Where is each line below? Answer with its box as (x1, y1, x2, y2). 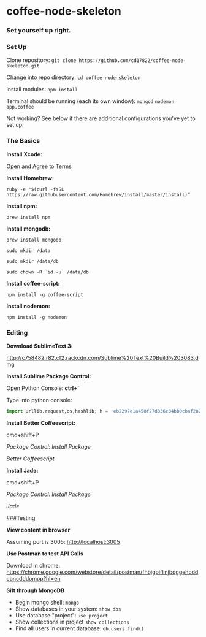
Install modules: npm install (6, 86, 78, 93)
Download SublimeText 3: (6, 342, 74, 349)
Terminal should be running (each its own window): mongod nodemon (6, 97, 175, 105)
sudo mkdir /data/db (6, 258, 59, 264)
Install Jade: (6, 467, 39, 474)
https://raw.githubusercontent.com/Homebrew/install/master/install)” (6, 191, 191, 197)
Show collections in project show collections (15, 618, 130, 625)
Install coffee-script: (6, 280, 60, 287)
